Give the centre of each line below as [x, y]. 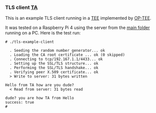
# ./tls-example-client [30, 42]
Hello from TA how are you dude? [40, 85]
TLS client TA [22, 7]
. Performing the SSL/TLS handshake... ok [54, 68]
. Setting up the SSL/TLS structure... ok [54, 64]
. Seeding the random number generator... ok [57, 51]
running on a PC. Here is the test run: [43, 33]
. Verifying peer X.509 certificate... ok [54, 72]
